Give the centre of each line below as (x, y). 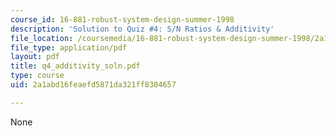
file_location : (42, 38)
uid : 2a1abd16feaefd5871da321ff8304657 (93, 85)
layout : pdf (35, 57)
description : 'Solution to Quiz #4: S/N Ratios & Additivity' (142, 29)
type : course (37, 76)
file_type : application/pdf (69, 47)
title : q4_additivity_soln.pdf (75, 66)
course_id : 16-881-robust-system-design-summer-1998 (122, 19)
